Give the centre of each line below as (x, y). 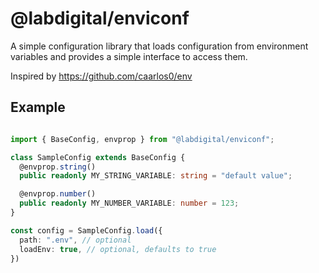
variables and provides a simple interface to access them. (129, 56)
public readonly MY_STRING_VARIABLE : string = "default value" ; (156, 176)
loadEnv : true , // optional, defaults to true (118, 249)
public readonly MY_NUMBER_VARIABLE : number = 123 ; (129, 203)
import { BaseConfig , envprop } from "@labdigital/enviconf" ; (142, 139)
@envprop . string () (58, 167)
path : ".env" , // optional (75, 240)
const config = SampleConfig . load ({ (86, 230)
